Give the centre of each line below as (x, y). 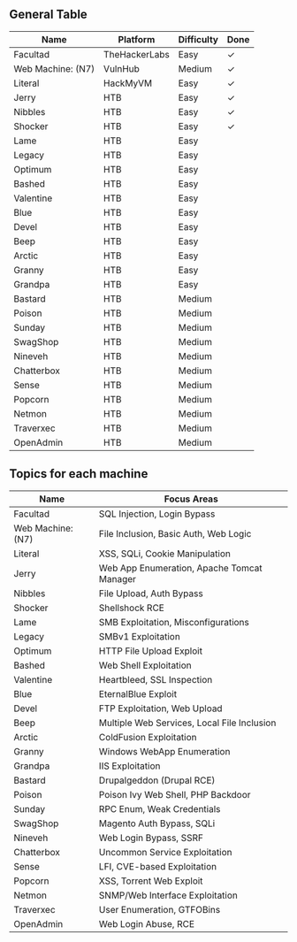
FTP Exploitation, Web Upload (160, 708)
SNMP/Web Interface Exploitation (168, 895)
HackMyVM (128, 83)
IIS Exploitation (129, 766)
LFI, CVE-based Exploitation (158, 866)
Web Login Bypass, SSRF (151, 838)
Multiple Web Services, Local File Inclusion (187, 723)
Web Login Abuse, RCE (147, 923)
